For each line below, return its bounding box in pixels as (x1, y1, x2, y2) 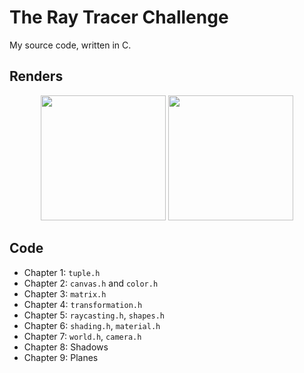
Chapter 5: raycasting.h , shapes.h (23, 309, 165, 321)
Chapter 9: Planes (23, 351, 99, 363)
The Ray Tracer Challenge (9, 6, 229, 29)
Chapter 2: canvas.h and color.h (23, 277, 159, 289)
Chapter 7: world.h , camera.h (23, 330, 142, 342)
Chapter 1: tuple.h (23, 266, 101, 278)
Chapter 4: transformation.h (23, 298, 143, 310)
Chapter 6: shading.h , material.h (23, 319, 161, 331)
